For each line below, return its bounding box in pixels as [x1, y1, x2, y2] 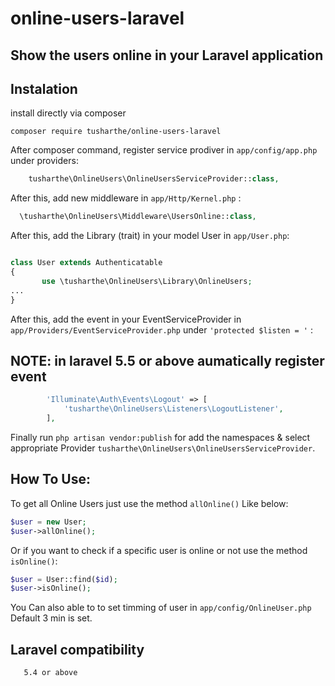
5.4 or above [23, 668, 78, 678]
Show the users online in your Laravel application [10, 47, 324, 64]
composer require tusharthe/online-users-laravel [10, 127, 222, 137]
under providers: [10, 155, 79, 167]
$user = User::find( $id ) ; [10, 574, 118, 584]
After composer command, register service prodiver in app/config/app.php [10, 144, 318, 156]
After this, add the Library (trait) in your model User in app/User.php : [10, 230, 290, 242]
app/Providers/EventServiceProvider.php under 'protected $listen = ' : [10, 323, 313, 336]
